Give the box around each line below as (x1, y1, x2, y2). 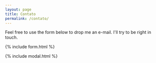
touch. (5, 34, 18, 40)
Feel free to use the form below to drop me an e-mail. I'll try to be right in (5, 30, 151, 35)
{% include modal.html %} (5, 53, 58, 59)
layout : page (5, 7, 32, 12)
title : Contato (5, 12, 36, 16)
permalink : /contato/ (5, 16, 49, 21)
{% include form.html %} (5, 44, 55, 50)
